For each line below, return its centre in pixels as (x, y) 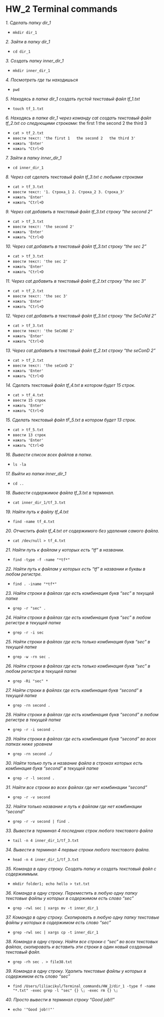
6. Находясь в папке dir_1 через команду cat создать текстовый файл (78, 118)
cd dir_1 (22, 52)
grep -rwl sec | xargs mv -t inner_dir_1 (55, 908)
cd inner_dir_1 (28, 168)
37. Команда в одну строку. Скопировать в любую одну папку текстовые (82, 917)
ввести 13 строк (29, 435)
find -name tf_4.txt (34, 522)
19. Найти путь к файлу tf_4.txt (37, 512)
